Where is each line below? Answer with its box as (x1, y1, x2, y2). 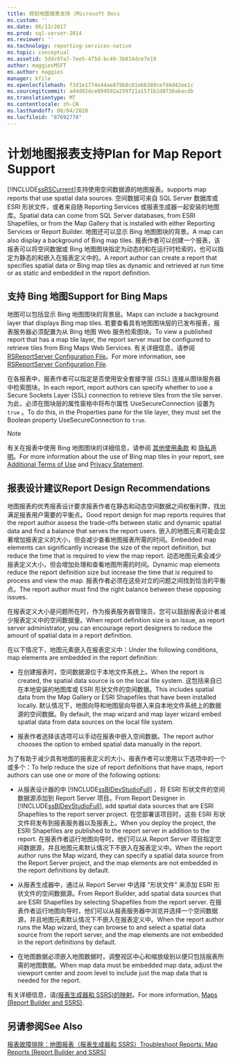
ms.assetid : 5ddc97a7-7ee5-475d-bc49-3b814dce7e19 (7, 56, 157, 63)
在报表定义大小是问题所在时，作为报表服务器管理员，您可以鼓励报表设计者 (7, 607, 220, 616)
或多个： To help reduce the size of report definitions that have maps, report (7, 763, 223, 771)
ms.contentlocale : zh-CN (7, 101, 79, 108)
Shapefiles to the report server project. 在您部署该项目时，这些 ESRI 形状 (17, 810, 226, 819)
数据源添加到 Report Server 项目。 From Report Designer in (17, 794, 185, 803)
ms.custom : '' (7, 17, 49, 24)
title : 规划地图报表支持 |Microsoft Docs (7, 10, 120, 17)
